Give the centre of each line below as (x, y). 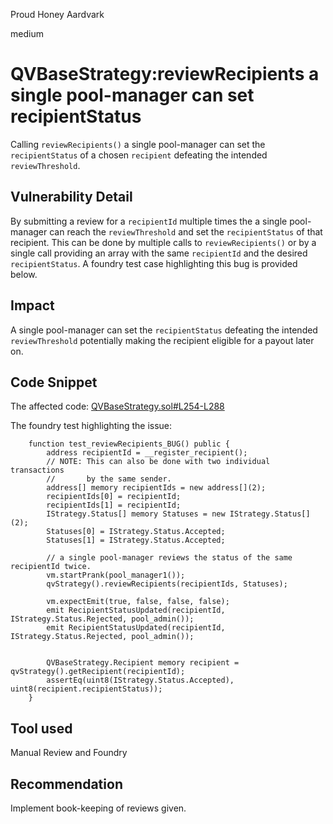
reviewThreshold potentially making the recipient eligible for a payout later (162, 340)
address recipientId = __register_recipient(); (147, 453)
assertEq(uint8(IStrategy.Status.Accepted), (140, 680)
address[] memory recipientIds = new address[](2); (156, 488)
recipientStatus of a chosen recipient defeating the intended (139, 155)
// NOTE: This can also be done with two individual (158, 462)
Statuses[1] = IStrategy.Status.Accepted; (136, 540)
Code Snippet (54, 382)
